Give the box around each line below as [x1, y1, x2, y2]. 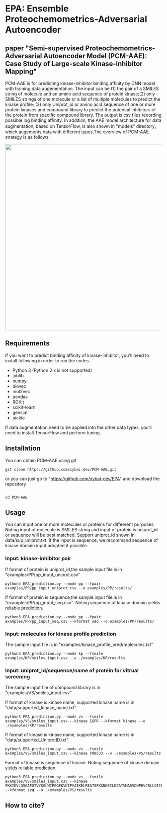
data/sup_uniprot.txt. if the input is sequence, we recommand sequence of [5, 537, 158, 543]
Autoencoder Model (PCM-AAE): [43, 52, 148, 60]
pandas [12, 394, 28, 400]
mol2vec [12, 388, 31, 394]
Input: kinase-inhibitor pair [5, 555, 72, 562]
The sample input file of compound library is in [5, 684, 101, 691]
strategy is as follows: [5, 134, 50, 140]
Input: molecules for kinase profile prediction [5, 630, 116, 637]
